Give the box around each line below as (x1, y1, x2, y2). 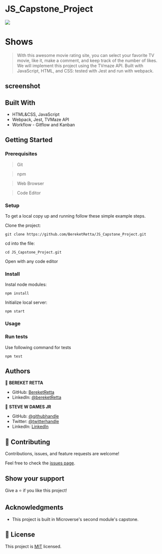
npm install (5, 291, 29, 296)
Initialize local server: (5, 299, 48, 305)
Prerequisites (5, 150, 37, 157)
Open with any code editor (5, 259, 58, 264)
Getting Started (5, 136, 53, 144)
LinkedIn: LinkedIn (12, 424, 49, 429)
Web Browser (16, 180, 45, 186)
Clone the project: (5, 222, 41, 228)
